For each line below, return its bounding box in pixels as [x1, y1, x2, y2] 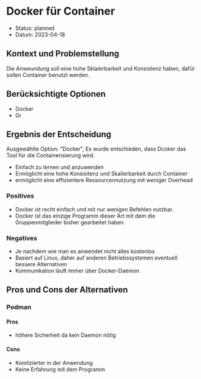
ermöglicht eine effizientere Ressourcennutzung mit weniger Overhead [15, 177, 193, 184]
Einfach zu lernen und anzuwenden [15, 163, 104, 171]
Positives [6, 192, 35, 200]
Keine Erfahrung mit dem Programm [15, 366, 105, 373]
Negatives [6, 233, 38, 242]
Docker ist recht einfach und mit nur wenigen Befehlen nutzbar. [15, 205, 174, 213]
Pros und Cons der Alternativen [6, 285, 128, 295]
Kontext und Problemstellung [6, 49, 120, 59]
